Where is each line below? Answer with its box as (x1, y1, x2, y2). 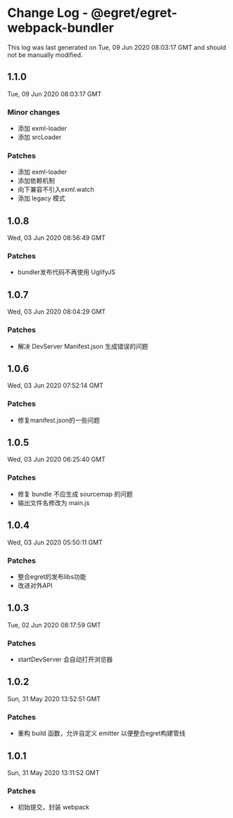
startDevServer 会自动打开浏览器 (17, 656, 113, 663)
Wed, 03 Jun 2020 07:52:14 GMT (7, 381, 104, 390)
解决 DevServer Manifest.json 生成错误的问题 (17, 342, 149, 350)
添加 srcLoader (17, 133, 62, 141)
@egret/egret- (90, 5, 177, 21)
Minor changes (7, 107, 61, 117)
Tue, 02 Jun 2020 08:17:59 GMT (7, 620, 101, 629)
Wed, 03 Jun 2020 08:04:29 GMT (7, 307, 106, 316)
